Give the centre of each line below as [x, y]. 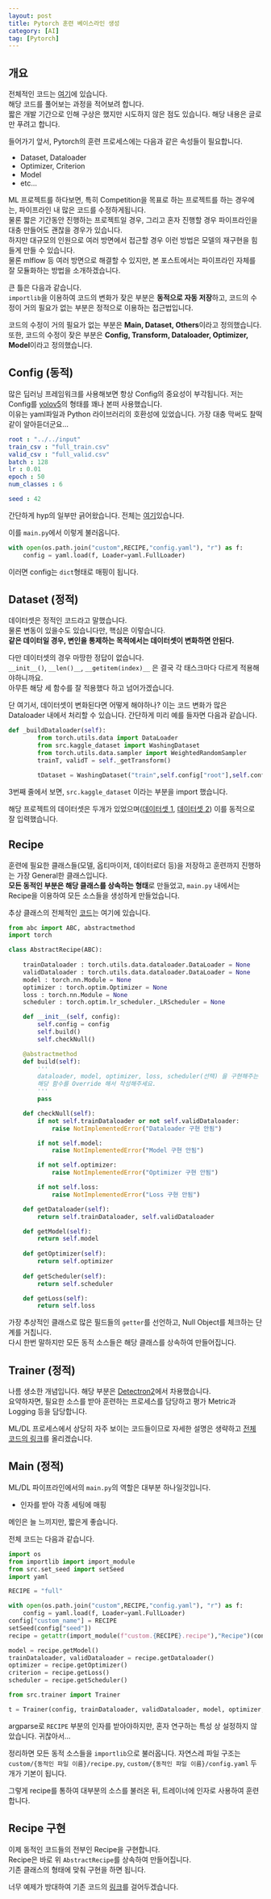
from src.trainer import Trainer [65, 1695]
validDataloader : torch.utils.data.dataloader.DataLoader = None [137, 972]
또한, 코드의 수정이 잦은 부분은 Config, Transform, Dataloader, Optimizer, [128, 335]
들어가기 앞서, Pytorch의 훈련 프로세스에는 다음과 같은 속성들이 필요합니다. [126, 141]
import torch [30, 935]
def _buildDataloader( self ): [57, 731]
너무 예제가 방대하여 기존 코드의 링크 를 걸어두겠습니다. [94, 1886]
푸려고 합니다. [38, 124]
